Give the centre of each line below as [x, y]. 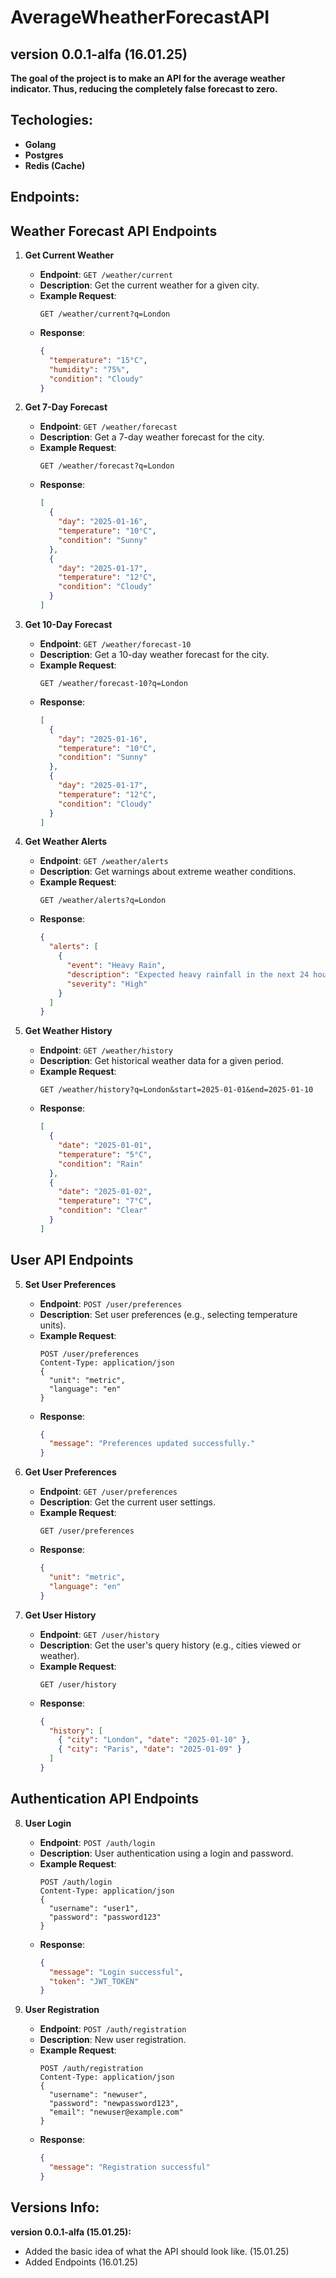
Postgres [44, 155]
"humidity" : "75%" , [89, 369]
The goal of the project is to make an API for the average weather [148, 78]
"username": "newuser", [98, 2095]
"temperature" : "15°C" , [98, 360]
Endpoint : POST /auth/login [97, 1842]
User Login [48, 1823]
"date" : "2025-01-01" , [105, 1146]
